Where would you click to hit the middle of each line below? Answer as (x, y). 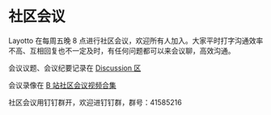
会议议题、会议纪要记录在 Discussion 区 (75, 68)
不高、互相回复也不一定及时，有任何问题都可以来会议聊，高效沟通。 (122, 50)
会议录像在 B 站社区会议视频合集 (63, 85)
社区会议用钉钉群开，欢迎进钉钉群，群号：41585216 (95, 102)
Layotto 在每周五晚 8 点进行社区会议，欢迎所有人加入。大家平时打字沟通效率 (136, 40)
